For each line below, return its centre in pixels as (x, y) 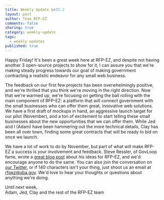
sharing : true (20, 28)
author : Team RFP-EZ (26, 19)
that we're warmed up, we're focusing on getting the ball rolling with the (78, 95)
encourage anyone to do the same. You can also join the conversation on (79, 162)
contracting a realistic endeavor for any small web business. (66, 75)
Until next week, (21, 187)
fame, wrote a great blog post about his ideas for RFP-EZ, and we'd (73, 156)
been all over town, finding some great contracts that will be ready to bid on (82, 132)
